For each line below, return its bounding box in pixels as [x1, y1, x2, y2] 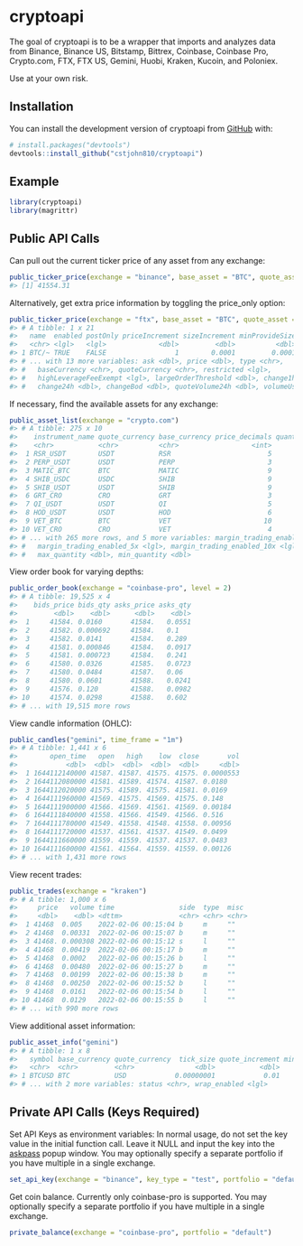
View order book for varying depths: [9, 566, 144, 577]
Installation [9, 99, 74, 115]
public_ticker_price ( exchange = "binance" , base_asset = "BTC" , [9, 273, 256, 282]
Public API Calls [9, 231, 100, 246]
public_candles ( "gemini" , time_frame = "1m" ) [9, 735, 183, 744]
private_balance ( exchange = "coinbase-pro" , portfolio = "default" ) [9, 1228, 272, 1237]
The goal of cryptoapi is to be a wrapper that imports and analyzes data [9, 36, 277, 47]
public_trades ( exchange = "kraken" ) [9, 887, 147, 896]
